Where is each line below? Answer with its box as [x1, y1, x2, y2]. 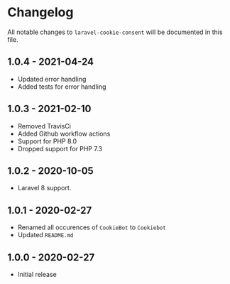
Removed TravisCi [17, 121, 71, 130]
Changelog [7, 4, 74, 21]
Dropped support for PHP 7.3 [17, 144, 103, 153]
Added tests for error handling [17, 82, 106, 91]
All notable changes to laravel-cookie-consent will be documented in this [7, 28, 223, 36]
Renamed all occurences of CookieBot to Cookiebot [17, 223, 167, 231]
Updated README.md [17, 231, 74, 239]
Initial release [17, 271, 57, 278]
